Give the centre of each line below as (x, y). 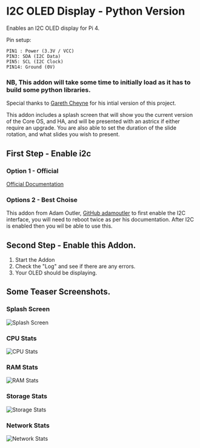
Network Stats (28, 425)
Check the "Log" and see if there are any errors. (75, 267)
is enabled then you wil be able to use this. (60, 226)
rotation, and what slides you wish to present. (63, 135)
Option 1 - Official (32, 170)
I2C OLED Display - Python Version (96, 11)
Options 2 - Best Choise (42, 200)
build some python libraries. (48, 89)
